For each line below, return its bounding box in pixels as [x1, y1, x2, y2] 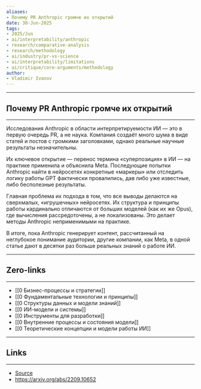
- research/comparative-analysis [6, 42, 90, 48]
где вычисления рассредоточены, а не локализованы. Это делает [6, 211, 175, 218]
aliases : [6, 8, 28, 15]
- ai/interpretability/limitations [6, 59, 95, 65]
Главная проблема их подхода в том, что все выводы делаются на [6, 192, 178, 199]
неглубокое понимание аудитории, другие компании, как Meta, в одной [6, 236, 190, 243]
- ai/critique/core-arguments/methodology [6, 64, 114, 71]
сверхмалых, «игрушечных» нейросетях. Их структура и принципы [6, 199, 179, 206]
